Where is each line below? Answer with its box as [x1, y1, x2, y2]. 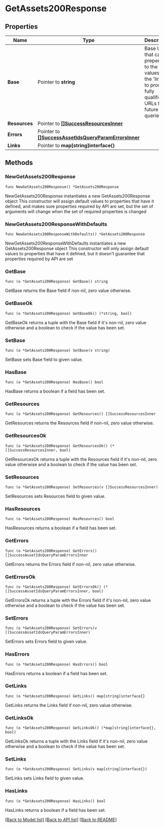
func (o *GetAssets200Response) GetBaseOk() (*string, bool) [5, 311, 132, 316]
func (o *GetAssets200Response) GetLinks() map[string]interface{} [5, 694, 145, 699]
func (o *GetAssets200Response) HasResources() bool [5, 517, 115, 521]
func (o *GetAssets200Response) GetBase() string [5, 279, 108, 284]
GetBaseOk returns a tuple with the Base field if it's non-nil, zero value [5, 319, 146, 325]
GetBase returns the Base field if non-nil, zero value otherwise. [5, 288, 132, 293]
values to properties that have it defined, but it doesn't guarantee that [5, 250, 145, 256]
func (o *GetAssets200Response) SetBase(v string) [5, 348, 110, 353]
